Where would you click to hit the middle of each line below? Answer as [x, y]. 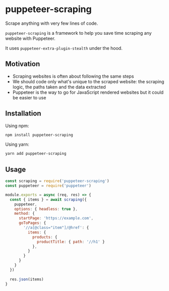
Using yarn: [17, 144]
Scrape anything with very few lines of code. [52, 23]
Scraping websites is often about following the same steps [73, 76]
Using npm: [17, 126]
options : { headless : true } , [46, 209]
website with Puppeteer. [30, 38]
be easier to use [29, 97]
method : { [25, 214]
